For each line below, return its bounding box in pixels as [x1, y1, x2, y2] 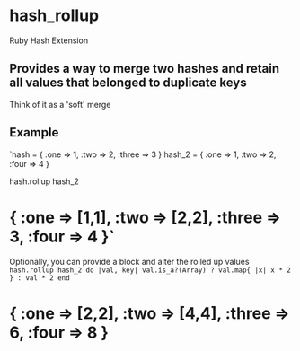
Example [9, 125, 59, 140]
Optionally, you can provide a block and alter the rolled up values [9, 256, 250, 267]
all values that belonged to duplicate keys [9, 75, 247, 91]
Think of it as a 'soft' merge [9, 99, 111, 110]
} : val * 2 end [9, 273, 70, 283]
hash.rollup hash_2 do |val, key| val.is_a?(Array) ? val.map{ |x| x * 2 [9, 266, 292, 275]
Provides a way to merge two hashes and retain [9, 61, 280, 76]
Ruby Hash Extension [9, 35, 88, 46]
